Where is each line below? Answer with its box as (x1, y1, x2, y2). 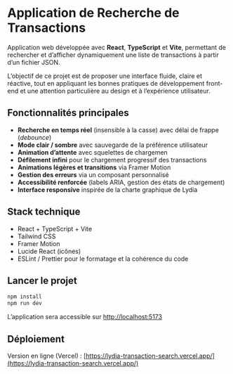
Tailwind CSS (17, 232, 56, 240)
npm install (7, 293, 42, 300)
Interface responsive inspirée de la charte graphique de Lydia (17, 185, 198, 194)
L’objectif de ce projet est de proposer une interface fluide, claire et (7, 72, 202, 80)
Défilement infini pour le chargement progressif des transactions (17, 155, 207, 164)
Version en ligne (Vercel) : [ (7, 352, 86, 360)
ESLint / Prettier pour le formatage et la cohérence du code (17, 254, 189, 263)
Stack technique (7, 206, 81, 218)
